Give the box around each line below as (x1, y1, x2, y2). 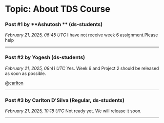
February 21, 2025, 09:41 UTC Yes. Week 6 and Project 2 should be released (5, 65, 159, 71)
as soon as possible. (5, 70, 46, 76)
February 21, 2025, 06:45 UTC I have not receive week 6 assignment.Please (5, 32, 158, 38)
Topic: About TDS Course (5, 3, 111, 15)
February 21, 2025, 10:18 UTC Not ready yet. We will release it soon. (5, 108, 142, 114)
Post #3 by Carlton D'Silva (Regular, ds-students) (5, 97, 124, 103)
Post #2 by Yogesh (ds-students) (5, 54, 85, 61)
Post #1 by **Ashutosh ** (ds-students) (5, 21, 103, 28)
